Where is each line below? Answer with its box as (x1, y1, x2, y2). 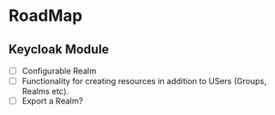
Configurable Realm (21, 65, 97, 76)
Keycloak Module (8, 42, 110, 57)
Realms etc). (21, 86, 69, 97)
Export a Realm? (21, 96, 84, 107)
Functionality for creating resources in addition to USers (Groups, (21, 76, 267, 87)
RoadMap (8, 5, 83, 26)
